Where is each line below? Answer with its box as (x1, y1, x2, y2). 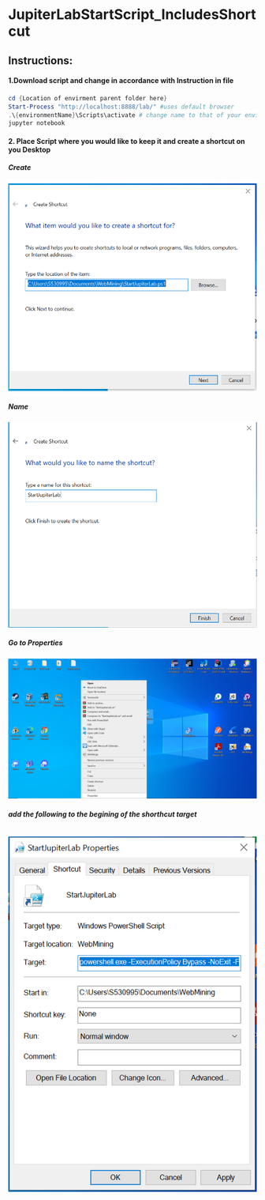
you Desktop (8, 145, 51, 154)
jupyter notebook (8, 119, 65, 127)
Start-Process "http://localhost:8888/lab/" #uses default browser (8, 103, 235, 111)
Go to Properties (8, 638, 63, 647)
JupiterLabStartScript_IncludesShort (8, 6, 256, 24)
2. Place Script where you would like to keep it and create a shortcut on (8, 136, 246, 145)
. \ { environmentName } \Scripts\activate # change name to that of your (8, 111, 242, 119)
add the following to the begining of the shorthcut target (8, 809, 197, 819)
